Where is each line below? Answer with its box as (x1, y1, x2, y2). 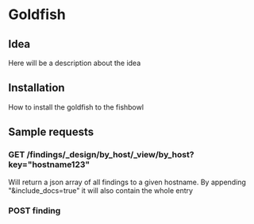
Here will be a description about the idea (8, 58, 141, 68)
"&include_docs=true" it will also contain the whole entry (8, 185, 193, 195)
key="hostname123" (8, 159, 90, 170)
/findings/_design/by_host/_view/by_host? (26, 149, 194, 160)
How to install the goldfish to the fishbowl (8, 102, 144, 112)
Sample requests (8, 126, 94, 139)
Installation (8, 81, 65, 95)
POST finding (8, 205, 61, 216)
